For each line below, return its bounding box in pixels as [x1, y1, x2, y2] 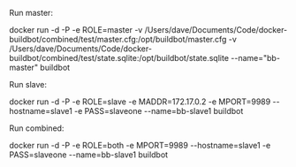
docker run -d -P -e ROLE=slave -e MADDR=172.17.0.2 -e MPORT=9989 [9, 96, 271, 107]
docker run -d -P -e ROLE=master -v [9, 25, 143, 34]
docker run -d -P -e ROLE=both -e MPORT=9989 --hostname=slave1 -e [9, 140, 271, 150]
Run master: [9, 8, 53, 18]
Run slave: [9, 80, 47, 89]
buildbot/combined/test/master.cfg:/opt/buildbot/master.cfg [9, 34, 227, 44]
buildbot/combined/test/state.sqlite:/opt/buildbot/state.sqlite [9, 53, 230, 63]
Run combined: [9, 123, 65, 133]
